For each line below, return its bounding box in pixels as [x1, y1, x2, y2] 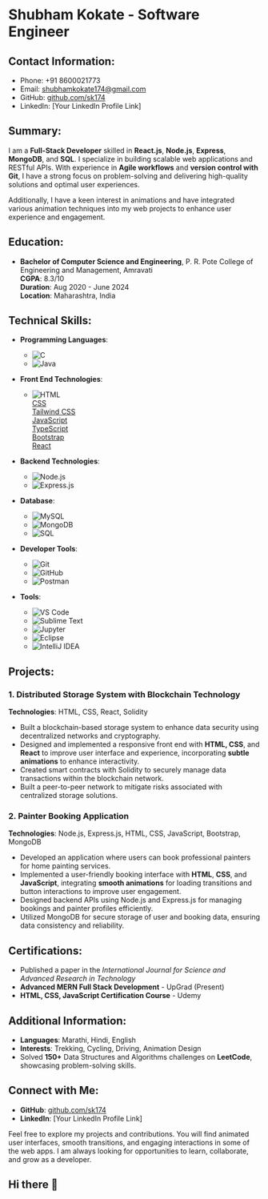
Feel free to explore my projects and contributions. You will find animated [8, 1129, 250, 1138]
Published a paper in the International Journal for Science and [19, 965, 226, 975]
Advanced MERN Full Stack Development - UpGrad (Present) [19, 982, 225, 992]
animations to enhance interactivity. [19, 756, 140, 766]
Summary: [8, 124, 62, 138]
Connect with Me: [8, 1084, 99, 1097]
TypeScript [31, 424, 69, 434]
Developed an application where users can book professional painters [19, 852, 251, 862]
